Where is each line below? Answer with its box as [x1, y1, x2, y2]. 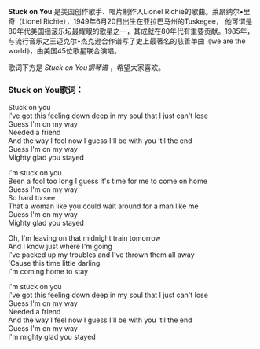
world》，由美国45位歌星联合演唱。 [8, 46, 122, 55]
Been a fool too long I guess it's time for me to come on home [8, 176, 208, 186]
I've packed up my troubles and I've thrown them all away [8, 250, 195, 259]
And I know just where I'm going [8, 242, 112, 252]
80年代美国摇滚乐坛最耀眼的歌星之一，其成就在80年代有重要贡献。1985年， [8, 27, 255, 35]
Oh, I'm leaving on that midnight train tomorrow [8, 233, 161, 243]
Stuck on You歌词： [8, 84, 84, 95]
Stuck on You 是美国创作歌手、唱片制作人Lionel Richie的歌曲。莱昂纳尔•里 [8, 7, 251, 16]
